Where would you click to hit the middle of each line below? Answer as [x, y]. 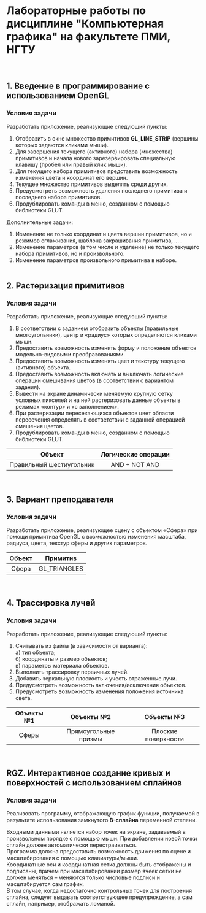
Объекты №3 [164, 717]
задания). [28, 387]
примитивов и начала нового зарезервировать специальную [95, 158]
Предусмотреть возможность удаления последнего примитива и [101, 190]
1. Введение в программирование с [78, 86]
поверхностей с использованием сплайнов [94, 783]
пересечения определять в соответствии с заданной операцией [100, 420]
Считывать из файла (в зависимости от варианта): [81, 645]
